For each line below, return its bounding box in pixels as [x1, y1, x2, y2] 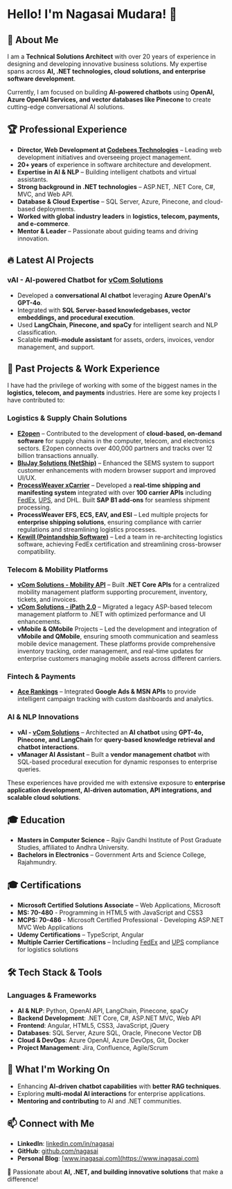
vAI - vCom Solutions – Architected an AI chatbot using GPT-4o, [17, 728, 204, 736]
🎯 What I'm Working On [7, 1063, 110, 1076]
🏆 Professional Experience [7, 124, 127, 136]
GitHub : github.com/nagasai [17, 1147, 98, 1156]
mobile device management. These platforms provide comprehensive [17, 639, 216, 648]
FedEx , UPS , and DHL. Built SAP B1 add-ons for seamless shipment [17, 495, 210, 504]
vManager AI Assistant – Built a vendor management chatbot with [17, 750, 210, 758]
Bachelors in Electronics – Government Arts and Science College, [17, 851, 206, 859]
